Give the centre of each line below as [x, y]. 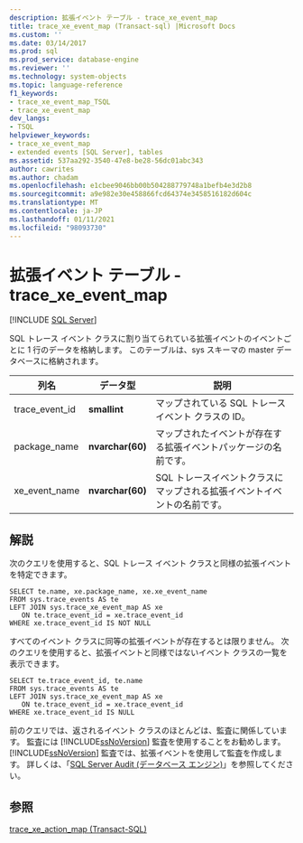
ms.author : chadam [44, 177]
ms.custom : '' [36, 34]
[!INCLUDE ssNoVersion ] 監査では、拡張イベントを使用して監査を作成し [142, 753]
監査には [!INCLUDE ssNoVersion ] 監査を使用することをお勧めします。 [156, 742]
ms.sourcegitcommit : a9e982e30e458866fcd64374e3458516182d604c [131, 194]
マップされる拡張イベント [210, 492]
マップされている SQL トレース [221, 403]
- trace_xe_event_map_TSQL [60, 102]
